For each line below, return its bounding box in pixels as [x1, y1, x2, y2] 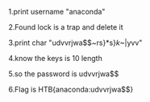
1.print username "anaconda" [8, 7, 106, 16]
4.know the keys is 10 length [8, 54, 102, 63]
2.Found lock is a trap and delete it [8, 22, 123, 31]
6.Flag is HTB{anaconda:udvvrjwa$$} [8, 84, 134, 94]
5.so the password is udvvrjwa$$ [8, 69, 119, 79]
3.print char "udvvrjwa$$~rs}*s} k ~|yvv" [8, 38, 143, 47]
